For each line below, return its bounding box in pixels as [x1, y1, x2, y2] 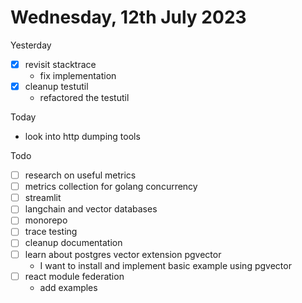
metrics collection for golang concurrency [24, 181, 198, 193]
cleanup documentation [24, 237, 123, 249]
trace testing [24, 226, 78, 238]
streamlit [24, 192, 62, 204]
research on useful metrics [24, 169, 137, 181]
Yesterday [10, 39, 52, 51]
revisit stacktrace [24, 58, 97, 70]
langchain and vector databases [24, 203, 158, 215]
